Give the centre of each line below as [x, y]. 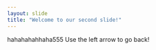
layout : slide [28, 13]
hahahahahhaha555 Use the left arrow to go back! [78, 39]
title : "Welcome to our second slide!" [65, 20]
